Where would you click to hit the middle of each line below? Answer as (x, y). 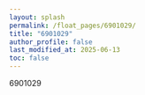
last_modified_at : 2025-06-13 (65, 50)
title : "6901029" (41, 33)
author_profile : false (51, 42)
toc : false (29, 58)
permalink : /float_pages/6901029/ (73, 26)
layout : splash (37, 17)
